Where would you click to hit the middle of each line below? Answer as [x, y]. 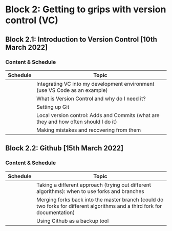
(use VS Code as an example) [72, 90]
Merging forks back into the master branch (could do [100, 200]
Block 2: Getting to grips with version [86, 9]
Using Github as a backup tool [73, 221]
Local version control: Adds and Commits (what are [98, 115]
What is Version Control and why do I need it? [91, 99]
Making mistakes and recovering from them [89, 130]
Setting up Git [53, 107]
